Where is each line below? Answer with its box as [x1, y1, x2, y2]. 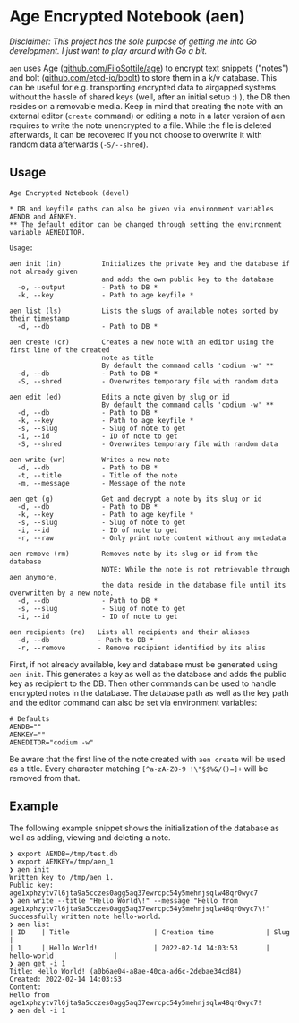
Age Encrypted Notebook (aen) [9, 6, 245, 27]
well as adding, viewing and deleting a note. [9, 831, 172, 843]
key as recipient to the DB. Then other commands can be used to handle [9, 678, 277, 689]
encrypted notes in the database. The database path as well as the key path [9, 687, 289, 698]
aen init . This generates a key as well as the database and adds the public [9, 668, 286, 679]
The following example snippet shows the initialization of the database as [9, 822, 279, 833]
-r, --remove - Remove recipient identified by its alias [17, 643, 267, 652]
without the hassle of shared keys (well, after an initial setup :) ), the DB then [9, 91, 291, 102]
